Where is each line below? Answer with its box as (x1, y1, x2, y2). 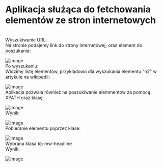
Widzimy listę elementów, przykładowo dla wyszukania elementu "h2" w (5, 68, 157, 75)
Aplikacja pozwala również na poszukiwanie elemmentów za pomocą (5, 89, 151, 95)
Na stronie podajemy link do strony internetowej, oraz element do (5, 42, 143, 48)
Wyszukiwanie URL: (5, 37, 47, 43)
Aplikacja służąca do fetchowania (5, 4, 151, 15)
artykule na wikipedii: (5, 74, 50, 80)
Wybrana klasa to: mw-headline (5, 140, 72, 147)
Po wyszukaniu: (5, 63, 39, 69)
